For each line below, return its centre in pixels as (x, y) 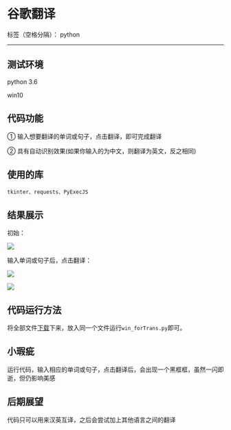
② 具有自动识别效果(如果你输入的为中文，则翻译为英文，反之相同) (102, 151)
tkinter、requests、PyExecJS (48, 192)
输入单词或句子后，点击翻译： (49, 260)
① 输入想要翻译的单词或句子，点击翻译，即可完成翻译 (85, 136)
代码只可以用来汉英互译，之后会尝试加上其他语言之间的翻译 (91, 420)
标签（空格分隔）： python (44, 34)
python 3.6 (22, 82)
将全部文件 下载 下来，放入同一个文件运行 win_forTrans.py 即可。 (97, 328)
